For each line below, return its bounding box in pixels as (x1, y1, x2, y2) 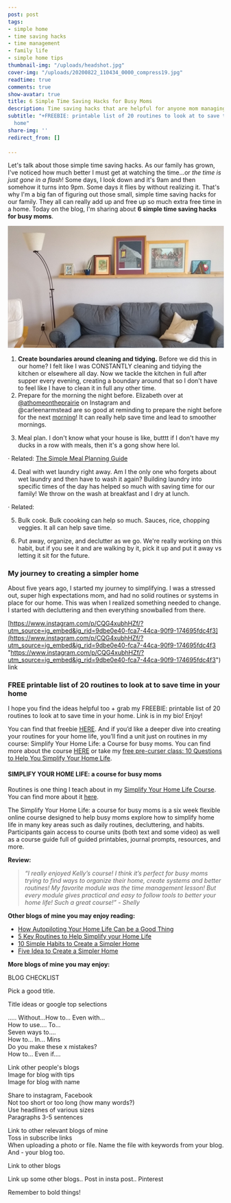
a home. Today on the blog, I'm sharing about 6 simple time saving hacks (8, 205, 217, 213)
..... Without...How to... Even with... (8, 1013, 106, 1022)
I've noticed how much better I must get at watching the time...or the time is (8, 168, 221, 177)
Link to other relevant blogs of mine (8, 1126, 108, 1134)
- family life (8, 47, 49, 54)
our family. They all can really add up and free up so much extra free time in (8, 198, 222, 206)
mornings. (17, 420, 47, 429)
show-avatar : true (8, 91, 60, 98)
